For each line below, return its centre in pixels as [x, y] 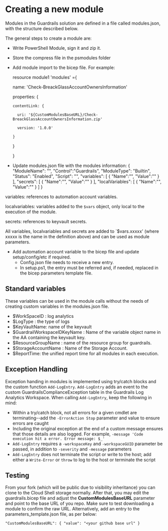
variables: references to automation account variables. [61, 197]
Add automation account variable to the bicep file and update [76, 251]
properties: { [25, 97]
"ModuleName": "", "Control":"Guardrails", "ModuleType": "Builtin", [82, 171]
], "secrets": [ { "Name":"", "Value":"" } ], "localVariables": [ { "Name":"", [87, 182]
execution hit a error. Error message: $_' [59, 438]
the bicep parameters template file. [56, 273]
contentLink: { [28, 106]
